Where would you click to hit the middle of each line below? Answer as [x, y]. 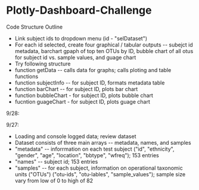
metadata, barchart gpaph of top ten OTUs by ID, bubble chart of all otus [104, 51]
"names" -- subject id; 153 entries [56, 161]
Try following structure [43, 64]
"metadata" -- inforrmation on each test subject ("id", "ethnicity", [94, 149]
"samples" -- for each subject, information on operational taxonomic [99, 168]
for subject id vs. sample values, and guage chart [75, 57]
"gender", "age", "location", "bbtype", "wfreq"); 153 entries [87, 155]
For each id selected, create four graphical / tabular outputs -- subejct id [104, 45]
